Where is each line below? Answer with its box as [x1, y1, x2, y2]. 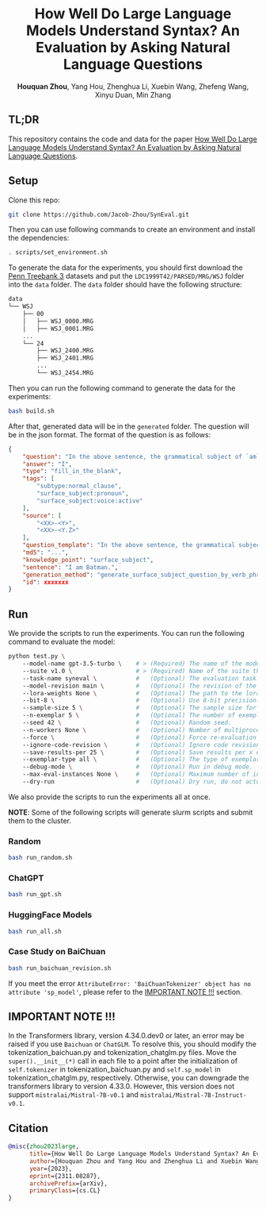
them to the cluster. [8, 815, 72, 826]
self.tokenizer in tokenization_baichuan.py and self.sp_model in [8, 1065, 222, 1074]
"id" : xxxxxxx [22, 578, 69, 586]
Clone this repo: [8, 195, 61, 205]
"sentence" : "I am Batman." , [22, 563, 119, 572]
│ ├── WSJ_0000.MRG [22, 317, 93, 325]
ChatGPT [8, 872, 44, 884]
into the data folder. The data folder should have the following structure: [8, 279, 243, 290]
